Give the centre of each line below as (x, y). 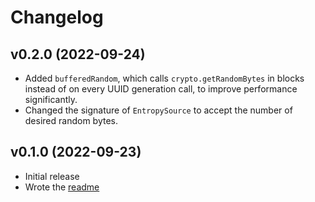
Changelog (57, 17)
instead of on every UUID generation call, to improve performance (161, 89)
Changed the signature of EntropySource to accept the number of (158, 110)
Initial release (52, 176)
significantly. (51, 99)
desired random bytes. (71, 120)
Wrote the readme (62, 187)
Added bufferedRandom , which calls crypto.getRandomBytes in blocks (164, 78)
